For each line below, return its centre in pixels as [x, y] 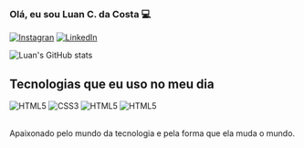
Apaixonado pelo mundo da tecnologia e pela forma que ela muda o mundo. [152, 133]
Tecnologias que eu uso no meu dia [112, 84]
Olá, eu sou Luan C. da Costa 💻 [80, 14]
